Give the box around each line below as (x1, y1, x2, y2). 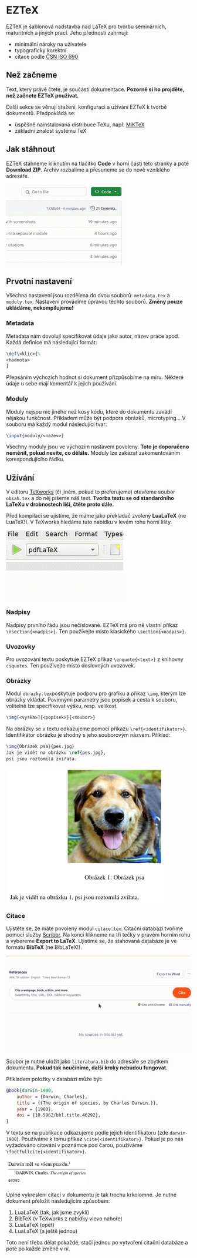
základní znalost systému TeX (14, 127, 87, 134)
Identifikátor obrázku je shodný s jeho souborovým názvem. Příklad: (6, 732, 171, 739)
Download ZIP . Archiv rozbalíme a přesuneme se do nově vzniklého (6, 166, 170, 173)
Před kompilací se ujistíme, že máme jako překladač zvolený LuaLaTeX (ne (6, 512, 186, 519)
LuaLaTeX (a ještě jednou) (14, 1227, 78, 1234)
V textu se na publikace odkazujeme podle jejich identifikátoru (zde (6, 1129, 169, 1136)
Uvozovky (6, 642, 36, 650)
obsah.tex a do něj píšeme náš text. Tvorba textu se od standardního (6, 495, 175, 502)
